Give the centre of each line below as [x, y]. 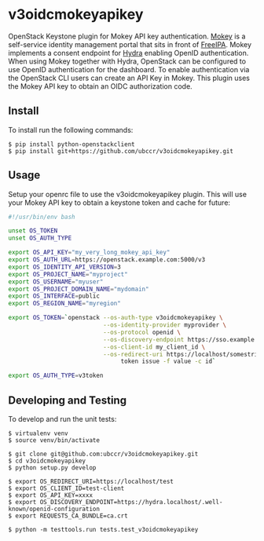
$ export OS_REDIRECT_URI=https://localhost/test [91, 481]
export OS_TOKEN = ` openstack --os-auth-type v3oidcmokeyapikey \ [115, 318]
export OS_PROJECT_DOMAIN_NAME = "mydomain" [79, 289]
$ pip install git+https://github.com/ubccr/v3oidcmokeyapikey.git [121, 151]
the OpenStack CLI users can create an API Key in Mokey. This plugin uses [129, 78]
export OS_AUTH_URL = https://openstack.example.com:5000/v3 [107, 260]
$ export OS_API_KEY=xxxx [50, 495]
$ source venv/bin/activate [54, 440]
